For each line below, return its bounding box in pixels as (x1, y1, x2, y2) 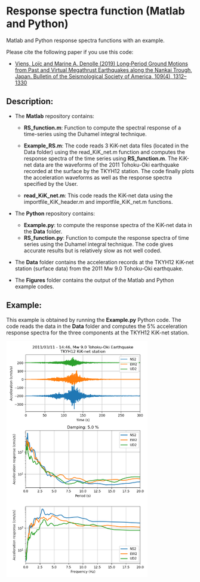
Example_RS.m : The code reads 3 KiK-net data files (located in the (23, 142, 189, 149)
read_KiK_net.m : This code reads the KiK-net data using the (23, 192, 173, 199)
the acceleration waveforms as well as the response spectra (23, 174, 172, 181)
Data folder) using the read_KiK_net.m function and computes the (23, 148, 185, 155)
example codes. (14, 283, 55, 290)
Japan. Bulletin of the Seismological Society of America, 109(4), (14, 73, 172, 80)
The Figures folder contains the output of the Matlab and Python (14, 276, 174, 284)
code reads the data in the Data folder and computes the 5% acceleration (6, 322, 187, 330)
